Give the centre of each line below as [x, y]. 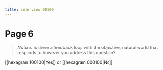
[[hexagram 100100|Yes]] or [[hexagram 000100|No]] [59, 62]
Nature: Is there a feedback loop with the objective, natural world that [87, 47]
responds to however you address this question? [66, 52]
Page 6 [20, 34]
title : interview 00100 [29, 10]
